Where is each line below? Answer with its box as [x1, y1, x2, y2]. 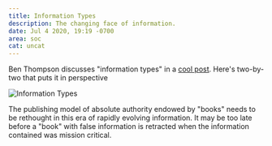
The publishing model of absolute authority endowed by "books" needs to [8, 105, 256, 114]
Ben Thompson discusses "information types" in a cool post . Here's [8, 64, 235, 74]
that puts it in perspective [23, 73, 108, 83]
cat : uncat [8, 42, 45, 50]
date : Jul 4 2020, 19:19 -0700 [8, 27, 114, 35]
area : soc [8, 34, 42, 43]
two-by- [236, 64, 265, 74]
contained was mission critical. [8, 131, 112, 140]
